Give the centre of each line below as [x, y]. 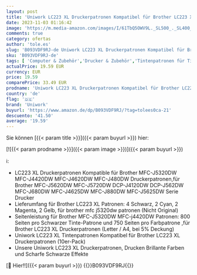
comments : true [25, 34]
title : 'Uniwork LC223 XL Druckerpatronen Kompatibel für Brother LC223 [97, 17]
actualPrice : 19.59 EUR [35, 66]
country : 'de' [23, 94]
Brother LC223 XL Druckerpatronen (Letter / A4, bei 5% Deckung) [94, 229]
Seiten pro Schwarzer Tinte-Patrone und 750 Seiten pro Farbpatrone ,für [102, 223]
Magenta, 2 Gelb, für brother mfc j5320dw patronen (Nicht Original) [96, 210]
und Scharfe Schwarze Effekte [52, 254]
